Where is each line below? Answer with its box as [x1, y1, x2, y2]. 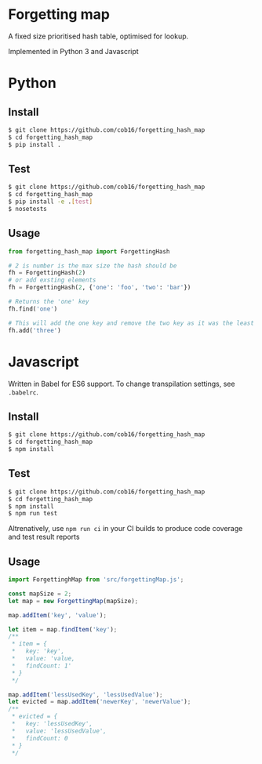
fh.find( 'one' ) [8, 304, 58, 313]
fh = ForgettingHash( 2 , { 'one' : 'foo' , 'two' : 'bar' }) [8, 284, 191, 292]
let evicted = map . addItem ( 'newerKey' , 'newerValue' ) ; [8, 698, 191, 706]
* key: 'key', [11, 647, 65, 656]
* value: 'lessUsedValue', [11, 727, 107, 735]
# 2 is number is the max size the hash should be [8, 261, 177, 270]
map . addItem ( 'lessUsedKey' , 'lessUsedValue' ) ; [8, 690, 163, 699]
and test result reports [8, 532, 80, 542]
